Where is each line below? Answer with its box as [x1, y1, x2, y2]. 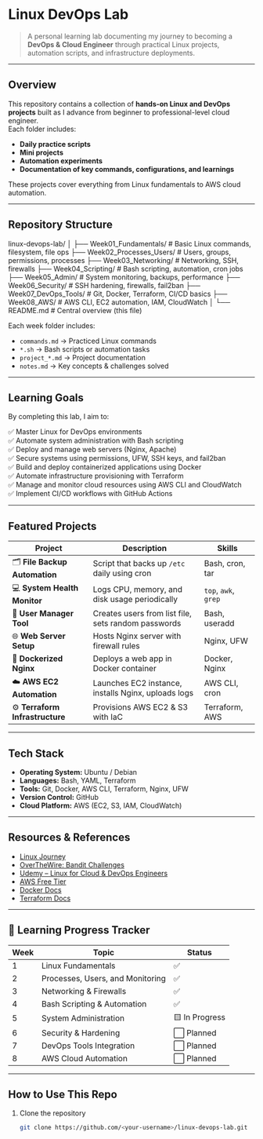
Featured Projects [8, 520, 97, 533]
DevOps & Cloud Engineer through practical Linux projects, [27, 39, 220, 49]
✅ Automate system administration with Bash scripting [8, 436, 184, 445]
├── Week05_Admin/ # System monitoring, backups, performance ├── [8, 272, 240, 282]
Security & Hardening [41, 1027, 121, 1038]
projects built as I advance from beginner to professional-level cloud [8, 108, 230, 117]
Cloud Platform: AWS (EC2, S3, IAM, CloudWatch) [19, 801, 182, 810]
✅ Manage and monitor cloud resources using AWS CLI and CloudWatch [8, 480, 242, 490]
